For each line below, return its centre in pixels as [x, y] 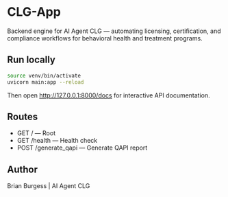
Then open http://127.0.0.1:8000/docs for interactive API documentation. [109, 95]
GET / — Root [36, 133]
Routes [23, 116]
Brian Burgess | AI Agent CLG [49, 186]
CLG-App [34, 12]
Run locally [31, 60]
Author [22, 169]
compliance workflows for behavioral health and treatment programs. [105, 38]
